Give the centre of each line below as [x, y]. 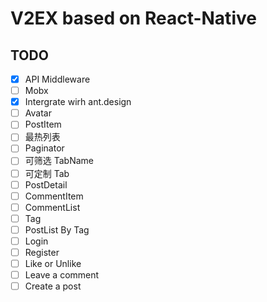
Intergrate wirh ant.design [78, 102]
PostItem [43, 124]
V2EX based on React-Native [133, 18]
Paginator [44, 148]
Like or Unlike [53, 263]
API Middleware [57, 79]
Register [42, 252]
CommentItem [54, 196]
